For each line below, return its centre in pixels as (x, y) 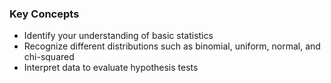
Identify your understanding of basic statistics (118, 36)
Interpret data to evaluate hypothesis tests (111, 68)
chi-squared (49, 57)
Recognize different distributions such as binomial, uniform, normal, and (172, 46)
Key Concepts (44, 14)
